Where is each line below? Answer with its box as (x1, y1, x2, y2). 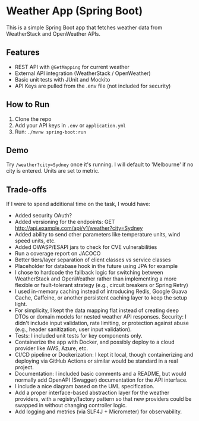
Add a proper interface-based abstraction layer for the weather (14, 389, 170, 397)
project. (14, 364, 34, 371)
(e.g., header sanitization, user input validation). (14, 326, 132, 333)
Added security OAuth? (14, 212, 72, 219)
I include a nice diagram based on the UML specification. (14, 383, 154, 390)
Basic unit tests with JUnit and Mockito (14, 76, 110, 83)
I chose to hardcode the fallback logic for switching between (14, 269, 163, 276)
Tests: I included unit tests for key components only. (14, 332, 143, 339)
